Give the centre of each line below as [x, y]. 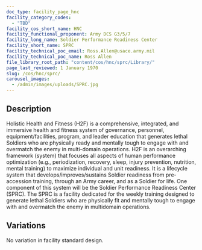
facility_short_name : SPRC [40, 46]
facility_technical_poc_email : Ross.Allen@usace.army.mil [80, 51]
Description [29, 109]
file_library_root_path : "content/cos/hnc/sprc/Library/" [80, 62]
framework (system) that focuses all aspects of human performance [91, 155]
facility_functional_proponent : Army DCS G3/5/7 [68, 34]
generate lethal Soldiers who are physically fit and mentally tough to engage [101, 200]
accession [19, 181]
